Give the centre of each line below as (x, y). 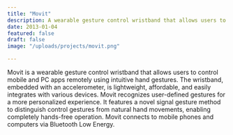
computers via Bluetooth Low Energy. (61, 124)
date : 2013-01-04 (32, 27)
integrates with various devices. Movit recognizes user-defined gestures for (116, 94)
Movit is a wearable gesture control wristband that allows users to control (113, 72)
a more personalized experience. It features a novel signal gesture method (114, 102)
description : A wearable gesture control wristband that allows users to (117, 20)
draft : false (26, 40)
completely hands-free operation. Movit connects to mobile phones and (111, 117)
